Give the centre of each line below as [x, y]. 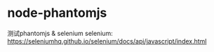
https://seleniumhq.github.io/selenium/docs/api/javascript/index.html [107, 41]
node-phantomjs [57, 13]
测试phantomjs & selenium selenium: [60, 33]
